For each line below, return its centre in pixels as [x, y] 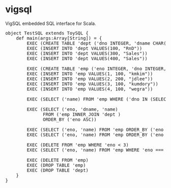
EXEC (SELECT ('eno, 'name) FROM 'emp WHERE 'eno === [95, 150]
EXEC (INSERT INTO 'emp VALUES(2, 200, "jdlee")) [90, 79]
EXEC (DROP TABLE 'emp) [56, 165]
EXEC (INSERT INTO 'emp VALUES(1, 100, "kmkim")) [90, 74]
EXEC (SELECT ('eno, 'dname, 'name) [73, 109]
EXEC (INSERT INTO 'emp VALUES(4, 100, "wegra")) [90, 89]
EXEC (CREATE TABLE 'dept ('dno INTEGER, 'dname [89, 43]
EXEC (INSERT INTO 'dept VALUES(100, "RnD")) [84, 48]
